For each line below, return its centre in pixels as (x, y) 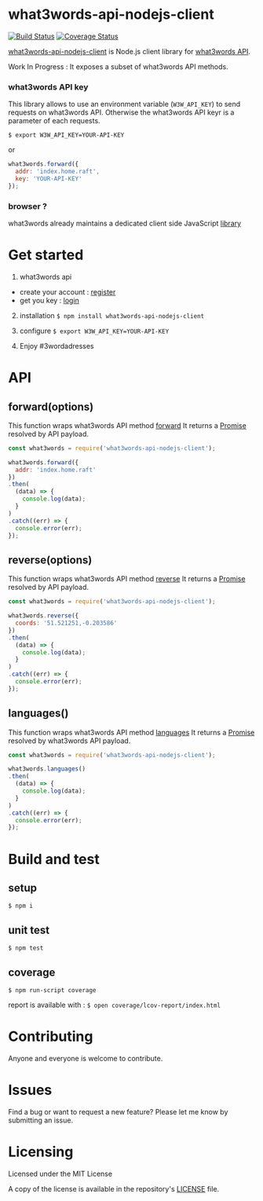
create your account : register (68, 291)
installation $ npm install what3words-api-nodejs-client (112, 315)
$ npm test (26, 948)
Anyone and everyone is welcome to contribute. (86, 1058)
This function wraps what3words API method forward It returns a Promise (128, 425)
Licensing (41, 1152)
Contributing (51, 1036)
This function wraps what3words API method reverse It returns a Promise (127, 579)
